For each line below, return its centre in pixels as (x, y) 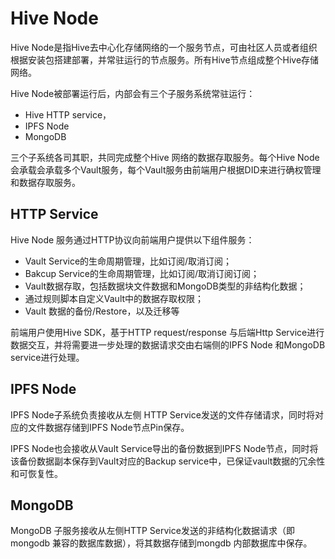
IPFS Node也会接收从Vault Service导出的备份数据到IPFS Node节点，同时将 (164, 448)
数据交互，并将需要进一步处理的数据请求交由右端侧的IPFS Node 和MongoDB (168, 344)
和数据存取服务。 (45, 182)
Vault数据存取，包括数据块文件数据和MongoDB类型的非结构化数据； (165, 286)
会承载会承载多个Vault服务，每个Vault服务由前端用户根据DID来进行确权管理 (166, 169)
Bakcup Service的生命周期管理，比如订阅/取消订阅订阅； (142, 273)
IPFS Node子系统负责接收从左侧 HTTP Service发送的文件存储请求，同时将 (162, 414)
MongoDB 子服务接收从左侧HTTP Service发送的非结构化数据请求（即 (152, 531)
